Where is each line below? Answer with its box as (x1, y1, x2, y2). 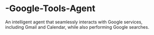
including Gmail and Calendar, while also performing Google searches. (5, 24, 150, 30)
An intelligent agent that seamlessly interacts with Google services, (5, 19, 143, 25)
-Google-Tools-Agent (5, 3, 95, 14)
